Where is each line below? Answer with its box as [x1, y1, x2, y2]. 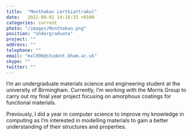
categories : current [6, 20, 58, 26]
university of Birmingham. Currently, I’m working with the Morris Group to [6, 87, 187, 94]
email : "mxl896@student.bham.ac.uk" [6, 53, 97, 59]
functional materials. [6, 99, 57, 106]
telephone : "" [6, 48, 42, 53]
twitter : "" [6, 64, 36, 70]
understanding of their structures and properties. [6, 123, 126, 131]
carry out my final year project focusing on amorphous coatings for [6, 93, 172, 100]
